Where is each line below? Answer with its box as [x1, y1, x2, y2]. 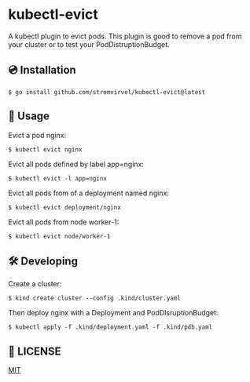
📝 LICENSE [8, 344, 61, 358]
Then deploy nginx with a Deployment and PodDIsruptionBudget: [8, 308, 219, 318]
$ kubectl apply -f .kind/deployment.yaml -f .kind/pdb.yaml [8, 323, 213, 331]
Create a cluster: [8, 279, 62, 289]
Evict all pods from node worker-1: [8, 217, 119, 227]
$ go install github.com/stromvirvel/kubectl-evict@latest [8, 88, 206, 96]
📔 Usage [8, 110, 50, 123]
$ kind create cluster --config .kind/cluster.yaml [8, 294, 181, 303]
